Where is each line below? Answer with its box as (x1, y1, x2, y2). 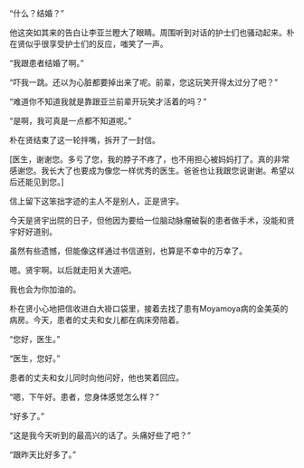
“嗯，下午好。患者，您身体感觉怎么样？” (9, 392, 160, 402)
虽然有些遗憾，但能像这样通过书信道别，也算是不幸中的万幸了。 (9, 245, 247, 256)
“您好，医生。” (9, 334, 61, 344)
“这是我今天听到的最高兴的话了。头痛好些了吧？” (9, 430, 192, 441)
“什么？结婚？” (9, 8, 65, 18)
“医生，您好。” (9, 353, 61, 364)
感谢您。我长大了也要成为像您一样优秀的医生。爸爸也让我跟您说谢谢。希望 (9, 166, 287, 176)
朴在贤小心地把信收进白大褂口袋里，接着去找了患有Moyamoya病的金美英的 (9, 303, 289, 314)
